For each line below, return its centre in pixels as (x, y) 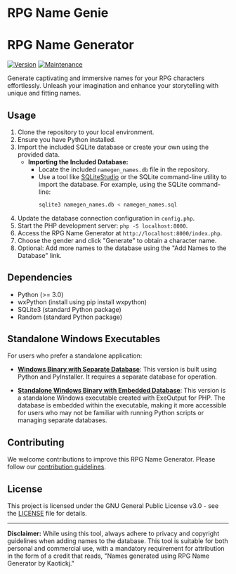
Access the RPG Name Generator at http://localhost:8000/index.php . (120, 233)
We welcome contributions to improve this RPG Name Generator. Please (111, 459)
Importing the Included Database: (78, 162)
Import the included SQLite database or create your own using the (113, 147)
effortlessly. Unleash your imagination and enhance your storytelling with (113, 86)
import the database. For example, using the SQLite (113, 184)
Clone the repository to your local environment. (86, 132)
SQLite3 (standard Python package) (69, 309)
